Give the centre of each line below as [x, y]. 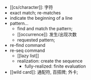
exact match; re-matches [35, 13]
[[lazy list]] [28, 56]
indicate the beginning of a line [41, 18]
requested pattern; [36, 40]
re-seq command [27, 50]
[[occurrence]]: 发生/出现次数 [47, 34]
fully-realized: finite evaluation [55, 66]
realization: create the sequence [50, 61]
